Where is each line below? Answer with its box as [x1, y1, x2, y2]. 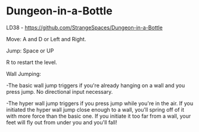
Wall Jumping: [6, 70, 42, 77]
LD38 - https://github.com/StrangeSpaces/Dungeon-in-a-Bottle [6, 24, 163, 31]
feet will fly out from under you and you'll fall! [6, 118, 117, 126]
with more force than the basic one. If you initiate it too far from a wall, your [6, 112, 191, 119]
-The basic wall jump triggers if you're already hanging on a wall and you [6, 82, 185, 89]
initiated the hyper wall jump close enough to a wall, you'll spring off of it [6, 106, 185, 113]
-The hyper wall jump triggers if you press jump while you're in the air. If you [6, 100, 194, 107]
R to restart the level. [6, 59, 58, 66]
